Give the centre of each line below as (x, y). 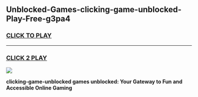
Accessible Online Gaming (39, 88)
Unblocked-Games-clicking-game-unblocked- (94, 10)
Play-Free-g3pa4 (38, 19)
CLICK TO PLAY (29, 36)
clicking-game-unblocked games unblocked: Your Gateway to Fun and (94, 81)
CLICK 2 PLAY (27, 58)
